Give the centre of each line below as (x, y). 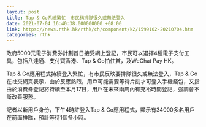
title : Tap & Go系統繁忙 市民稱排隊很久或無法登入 (66, 18)
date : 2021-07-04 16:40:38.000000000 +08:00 (64, 23)
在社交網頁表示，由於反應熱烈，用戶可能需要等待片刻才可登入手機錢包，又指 (103, 82)
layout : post (23, 12)
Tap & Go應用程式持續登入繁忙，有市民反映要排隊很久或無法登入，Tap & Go (102, 74)
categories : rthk (29, 35)
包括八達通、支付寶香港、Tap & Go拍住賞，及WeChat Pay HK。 (97, 61)
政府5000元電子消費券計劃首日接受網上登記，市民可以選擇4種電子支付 (95, 53)
